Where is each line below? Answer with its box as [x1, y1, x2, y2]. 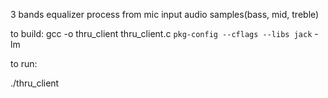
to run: [10, 58, 38, 69]
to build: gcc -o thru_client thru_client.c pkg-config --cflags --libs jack [10, 28, 313, 39]
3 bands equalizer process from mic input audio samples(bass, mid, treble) [10, 9, 320, 20]
